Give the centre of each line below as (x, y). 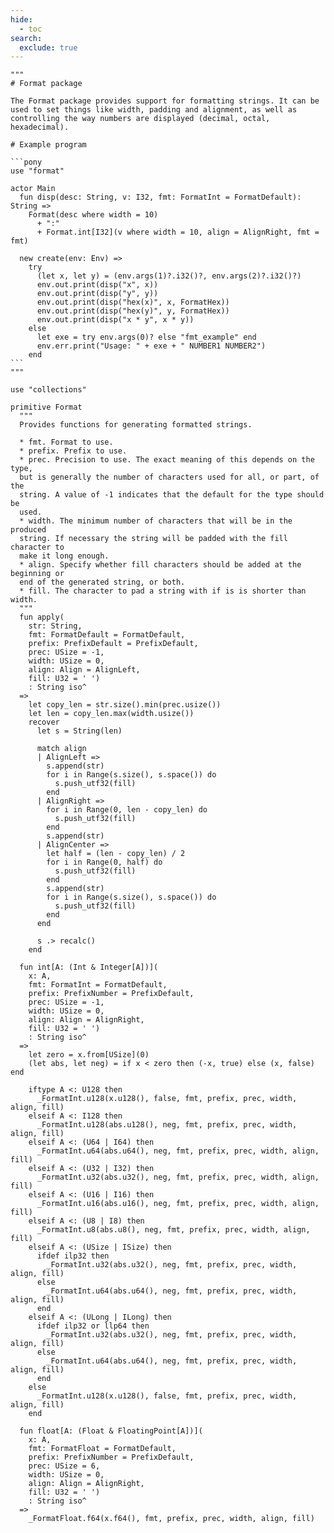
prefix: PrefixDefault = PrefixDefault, (113, 644)
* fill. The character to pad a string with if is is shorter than (163, 591)
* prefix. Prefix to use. (73, 451)
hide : (21, 19)
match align (61, 749)
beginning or (37, 574)
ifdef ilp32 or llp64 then (93, 1326)
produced (28, 530)
